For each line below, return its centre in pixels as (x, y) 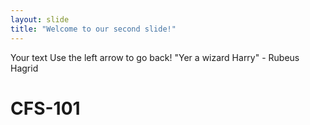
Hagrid (24, 68)
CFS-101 (45, 108)
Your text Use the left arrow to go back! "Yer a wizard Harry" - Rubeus (155, 57)
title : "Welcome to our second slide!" (93, 29)
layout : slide (40, 19)
